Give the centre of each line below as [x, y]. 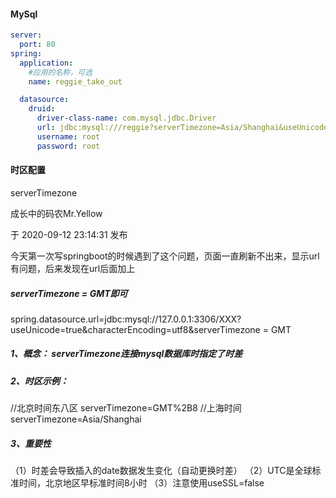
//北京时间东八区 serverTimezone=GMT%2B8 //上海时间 [126, 408]
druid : [42, 109]
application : [46, 63]
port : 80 [37, 45]
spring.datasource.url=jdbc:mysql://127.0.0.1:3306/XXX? [126, 319]
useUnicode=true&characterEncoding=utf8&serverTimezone [135, 329]
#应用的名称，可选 [60, 72]
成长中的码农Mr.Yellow [56, 213]
